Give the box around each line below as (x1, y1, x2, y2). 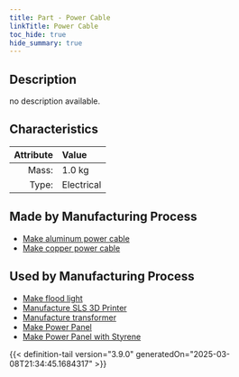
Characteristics (9, 122, 99, 137)
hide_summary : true (9, 38, 83, 48)
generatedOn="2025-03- (135, 348, 231, 359)
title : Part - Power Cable (9, 13, 111, 23)
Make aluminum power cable (22, 233, 131, 244)
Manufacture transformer (22, 312, 117, 323)
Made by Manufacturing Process (9, 209, 198, 225)
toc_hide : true (9, 30, 67, 39)
